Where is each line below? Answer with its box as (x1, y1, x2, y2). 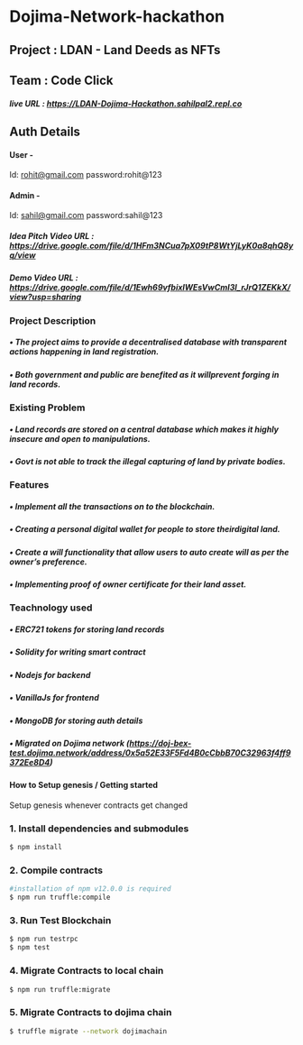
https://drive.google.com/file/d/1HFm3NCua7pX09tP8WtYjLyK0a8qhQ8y (9, 240, 294, 251)
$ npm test (9, 943, 50, 952)
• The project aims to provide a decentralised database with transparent (9, 336, 287, 348)
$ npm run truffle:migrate (9, 985, 111, 994)
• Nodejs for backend (9, 669, 91, 680)
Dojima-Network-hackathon (9, 6, 225, 27)
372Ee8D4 (9, 756, 50, 767)
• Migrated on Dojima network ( (9, 738, 130, 748)
